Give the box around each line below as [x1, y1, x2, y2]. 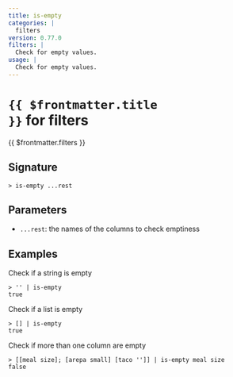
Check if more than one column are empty [8, 340, 147, 350]
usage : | [8, 56, 37, 64]
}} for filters [8, 111, 89, 129]
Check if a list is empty [8, 305, 83, 314]
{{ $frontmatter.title [8, 97, 158, 112]
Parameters [8, 203, 67, 217]
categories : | [8, 19, 55, 27]
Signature [8, 160, 58, 175]
